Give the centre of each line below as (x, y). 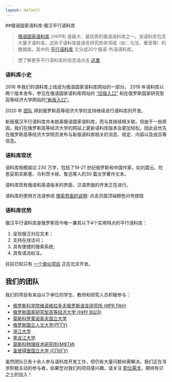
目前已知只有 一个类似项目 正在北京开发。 (49, 264)
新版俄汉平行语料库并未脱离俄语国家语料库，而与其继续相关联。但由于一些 (84, 121)
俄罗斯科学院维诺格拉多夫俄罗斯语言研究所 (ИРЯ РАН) (70, 306)
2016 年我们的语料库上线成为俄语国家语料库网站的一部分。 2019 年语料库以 (85, 87)
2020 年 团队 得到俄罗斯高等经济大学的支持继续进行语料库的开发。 (76, 111)
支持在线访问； (28, 240)
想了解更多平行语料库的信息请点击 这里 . (59, 60)
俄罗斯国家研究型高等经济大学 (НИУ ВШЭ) (57, 312)
